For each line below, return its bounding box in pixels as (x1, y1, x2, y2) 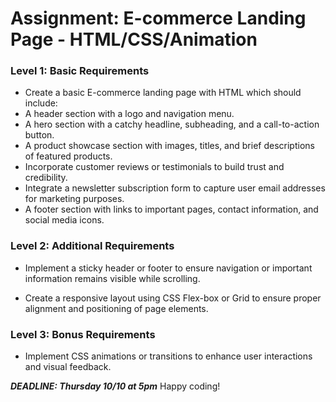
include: (24, 97, 58, 109)
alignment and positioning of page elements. (24, 302, 209, 314)
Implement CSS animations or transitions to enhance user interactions (24, 350, 313, 362)
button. (24, 129, 55, 141)
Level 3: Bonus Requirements (10, 327, 156, 341)
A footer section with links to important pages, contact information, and (24, 203, 319, 216)
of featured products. (24, 150, 113, 162)
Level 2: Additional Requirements (10, 239, 175, 253)
